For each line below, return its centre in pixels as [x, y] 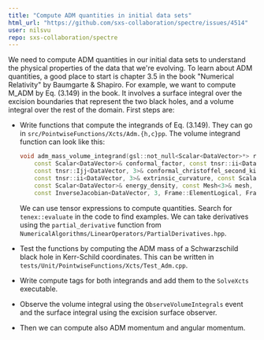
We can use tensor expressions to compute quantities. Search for [126, 208]
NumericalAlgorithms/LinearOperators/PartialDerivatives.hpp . [123, 233]
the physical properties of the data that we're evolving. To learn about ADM [130, 68]
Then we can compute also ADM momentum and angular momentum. [132, 327]
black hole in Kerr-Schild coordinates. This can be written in [117, 257]
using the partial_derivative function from [90, 224]
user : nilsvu [30, 30]
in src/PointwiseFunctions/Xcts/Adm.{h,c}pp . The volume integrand [130, 134]
